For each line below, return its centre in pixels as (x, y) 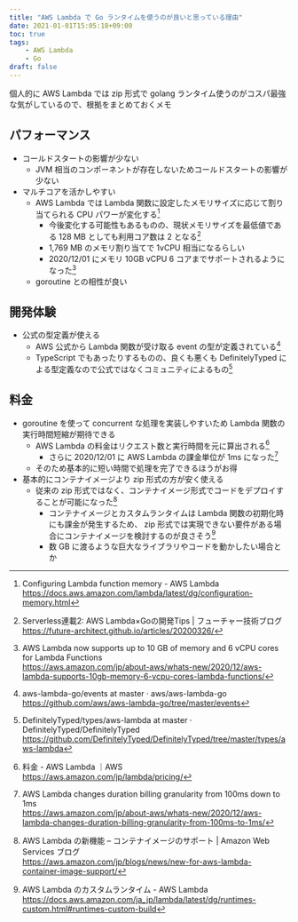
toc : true (27, 34)
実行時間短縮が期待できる (69, 434)
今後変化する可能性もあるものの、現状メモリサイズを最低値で (161, 225)
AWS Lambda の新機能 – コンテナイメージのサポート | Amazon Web (146, 841)
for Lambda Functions (62, 657)
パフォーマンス (50, 135)
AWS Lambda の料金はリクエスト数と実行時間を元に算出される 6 (153, 445)
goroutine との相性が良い (81, 282)
